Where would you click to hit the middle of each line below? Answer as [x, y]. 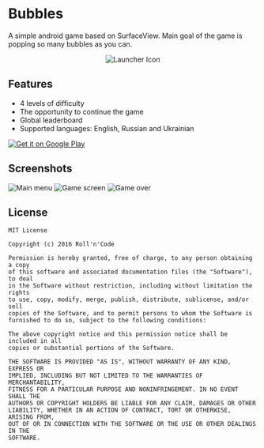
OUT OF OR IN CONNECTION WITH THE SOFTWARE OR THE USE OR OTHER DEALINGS [132, 424]
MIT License [28, 231]
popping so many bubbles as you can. [70, 43]
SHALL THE [25, 397]
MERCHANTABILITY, [37, 383]
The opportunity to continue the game [81, 111]
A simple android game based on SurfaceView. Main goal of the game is [125, 36]
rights [19, 293]
